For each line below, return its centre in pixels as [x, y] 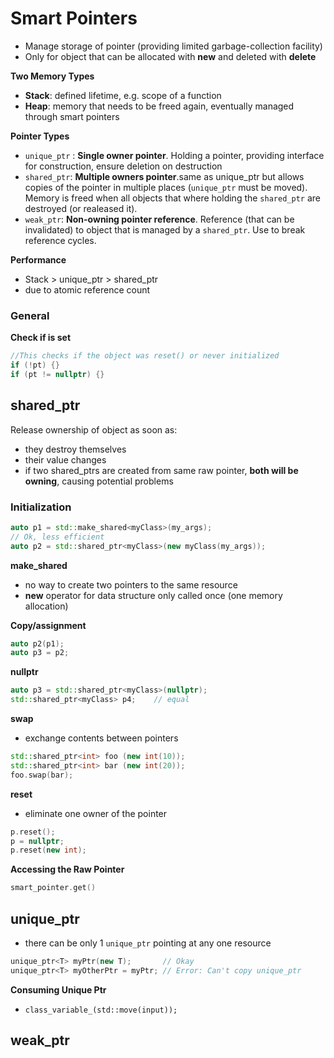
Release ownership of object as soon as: [94, 429]
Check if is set [41, 338]
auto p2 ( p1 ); [37, 643]
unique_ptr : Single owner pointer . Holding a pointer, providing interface [174, 155]
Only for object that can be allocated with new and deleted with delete [170, 56]
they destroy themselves [75, 449]
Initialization [41, 507]
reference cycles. [60, 240]
